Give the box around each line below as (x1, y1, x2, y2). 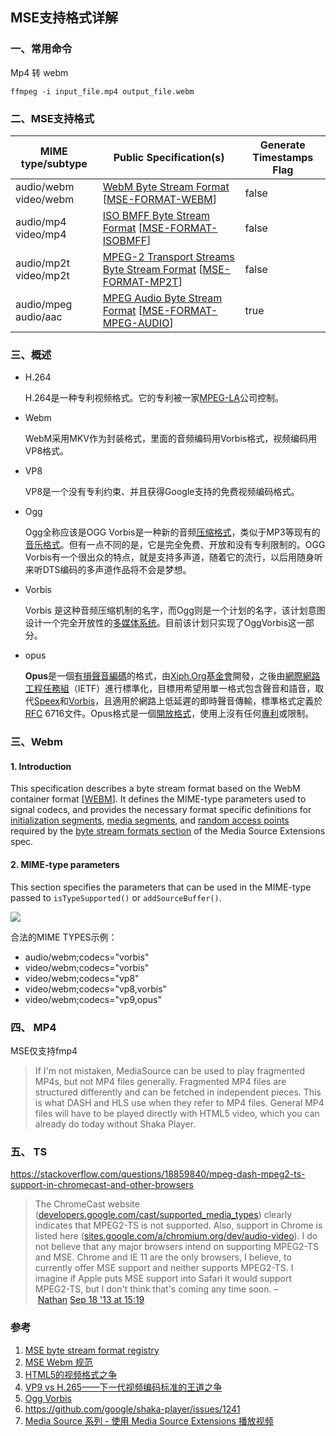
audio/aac (15, 309, 63, 323)
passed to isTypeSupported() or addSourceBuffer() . (10, 891, 222, 903)
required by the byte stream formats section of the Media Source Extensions (10, 825, 326, 837)
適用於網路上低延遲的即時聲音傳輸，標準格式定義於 (112, 695, 323, 707)
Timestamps (252, 150, 314, 164)
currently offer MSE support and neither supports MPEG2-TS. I (34, 1262, 294, 1274)
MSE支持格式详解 (10, 9, 119, 27)
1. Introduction (10, 760, 72, 772)
